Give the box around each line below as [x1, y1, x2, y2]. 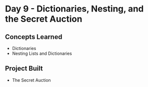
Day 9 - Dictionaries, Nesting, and [5, 3, 144, 14]
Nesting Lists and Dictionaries [12, 50, 72, 56]
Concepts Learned [5, 33, 63, 41]
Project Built [5, 64, 43, 73]
